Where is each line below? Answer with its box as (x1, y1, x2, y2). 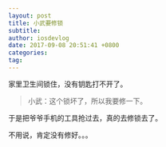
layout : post (8, 11, 52, 20)
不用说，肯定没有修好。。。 (8, 129, 93, 140)
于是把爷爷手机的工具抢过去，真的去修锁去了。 (8, 113, 162, 122)
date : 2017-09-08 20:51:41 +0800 (8, 42, 120, 50)
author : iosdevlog (8, 34, 69, 42)
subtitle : (8, 26, 41, 34)
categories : (8, 49, 48, 57)
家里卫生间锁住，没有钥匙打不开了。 (8, 79, 128, 89)
